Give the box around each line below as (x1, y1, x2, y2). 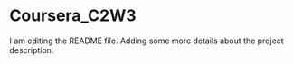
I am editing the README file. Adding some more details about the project (9, 35, 284, 46)
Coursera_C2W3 (9, 5, 137, 26)
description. (9, 44, 54, 55)
